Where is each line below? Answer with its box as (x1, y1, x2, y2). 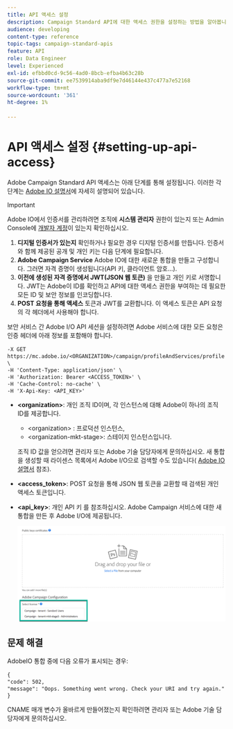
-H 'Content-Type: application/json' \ (7, 366, 123, 374)
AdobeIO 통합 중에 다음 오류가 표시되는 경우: (7, 656, 128, 665)
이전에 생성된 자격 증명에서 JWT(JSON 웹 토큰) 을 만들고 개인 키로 (17, 273, 198, 281)
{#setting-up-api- (92, 139, 198, 155)
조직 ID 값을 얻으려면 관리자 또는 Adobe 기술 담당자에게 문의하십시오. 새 (17, 447, 213, 456)
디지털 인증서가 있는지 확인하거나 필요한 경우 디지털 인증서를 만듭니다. (17, 238, 206, 246)
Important (7, 200, 35, 209)
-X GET (7, 345, 26, 353)
